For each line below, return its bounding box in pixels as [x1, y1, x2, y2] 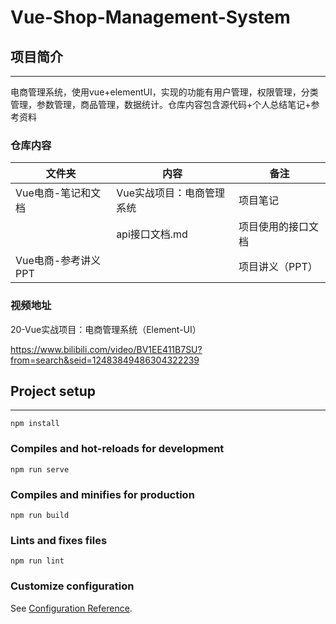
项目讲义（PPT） [238, 260, 318, 274]
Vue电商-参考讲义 [15, 254, 102, 268]
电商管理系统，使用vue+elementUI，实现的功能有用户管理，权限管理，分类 [10, 86, 319, 98]
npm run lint [10, 556, 65, 566]
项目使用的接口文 [238, 220, 320, 234]
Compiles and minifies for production [10, 487, 195, 501]
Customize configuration [10, 579, 135, 593]
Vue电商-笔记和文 [15, 186, 102, 200]
